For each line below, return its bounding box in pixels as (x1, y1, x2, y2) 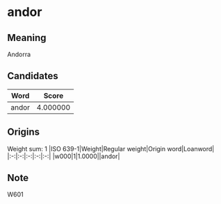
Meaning (7, 32, 47, 44)
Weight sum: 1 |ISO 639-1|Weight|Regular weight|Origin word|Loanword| (7, 144, 215, 153)
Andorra (7, 50, 31, 58)
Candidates (7, 70, 58, 82)
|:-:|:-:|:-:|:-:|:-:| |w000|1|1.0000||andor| (7, 152, 120, 160)
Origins (7, 126, 40, 138)
